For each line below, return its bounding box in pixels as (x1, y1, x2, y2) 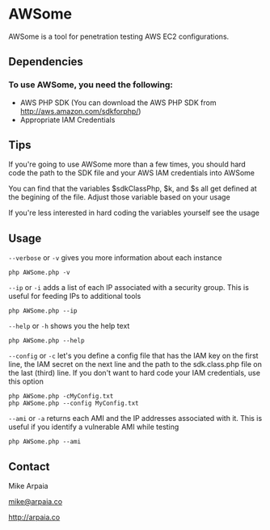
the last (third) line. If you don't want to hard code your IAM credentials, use (8, 368, 261, 378)
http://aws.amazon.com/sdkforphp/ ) (19, 106, 141, 116)
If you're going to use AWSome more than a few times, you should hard (8, 159, 247, 170)
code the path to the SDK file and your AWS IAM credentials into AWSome (8, 168, 255, 178)
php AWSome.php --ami (8, 438, 82, 446)
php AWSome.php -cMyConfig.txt (8, 393, 114, 401)
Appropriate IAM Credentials (19, 115, 116, 124)
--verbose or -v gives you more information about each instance (8, 253, 222, 263)
